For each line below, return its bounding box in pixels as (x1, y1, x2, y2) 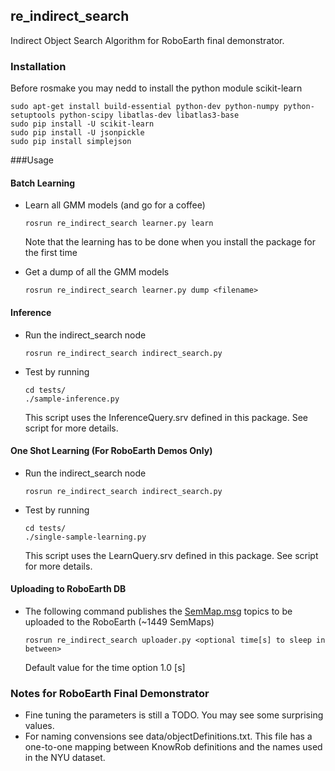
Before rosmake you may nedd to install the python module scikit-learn (10, 82, 303, 94)
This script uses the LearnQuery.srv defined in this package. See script (24, 549, 319, 561)
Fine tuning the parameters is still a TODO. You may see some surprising (24, 709, 324, 721)
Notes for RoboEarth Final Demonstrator (10, 686, 210, 700)
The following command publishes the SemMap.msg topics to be (24, 605, 293, 617)
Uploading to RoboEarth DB (10, 583, 127, 595)
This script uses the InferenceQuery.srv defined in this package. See (24, 411, 308, 423)
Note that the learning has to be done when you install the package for (24, 236, 317, 248)
